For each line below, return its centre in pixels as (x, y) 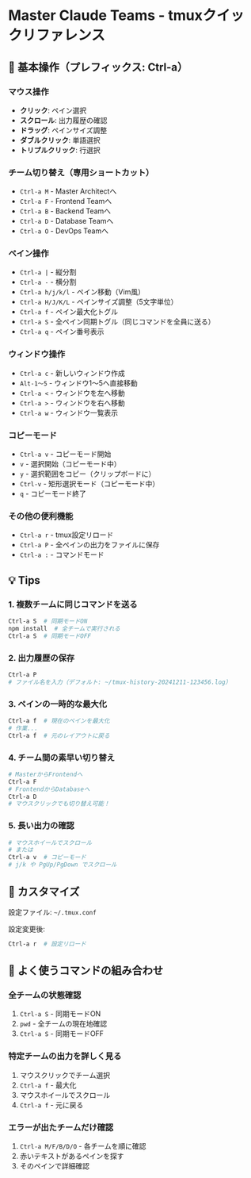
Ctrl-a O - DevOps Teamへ (64, 231)
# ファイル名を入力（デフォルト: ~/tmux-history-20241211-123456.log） (120, 682)
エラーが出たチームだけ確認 (61, 1127)
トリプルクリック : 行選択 (60, 150)
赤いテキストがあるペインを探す (72, 1156)
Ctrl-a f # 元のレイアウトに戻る (59, 735)
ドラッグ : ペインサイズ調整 (63, 130)
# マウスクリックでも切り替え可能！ (59, 804)
